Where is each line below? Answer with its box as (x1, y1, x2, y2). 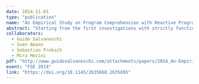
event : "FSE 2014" (6, 63, 52, 70)
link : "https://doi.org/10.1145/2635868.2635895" (6, 69, 131, 75)
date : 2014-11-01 (6, 8, 49, 15)
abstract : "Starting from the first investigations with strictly (6, 25, 174, 31)
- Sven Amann (11, 42, 44, 48)
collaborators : (6, 31, 44, 37)
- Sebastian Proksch (11, 47, 62, 53)
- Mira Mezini (11, 53, 46, 59)
